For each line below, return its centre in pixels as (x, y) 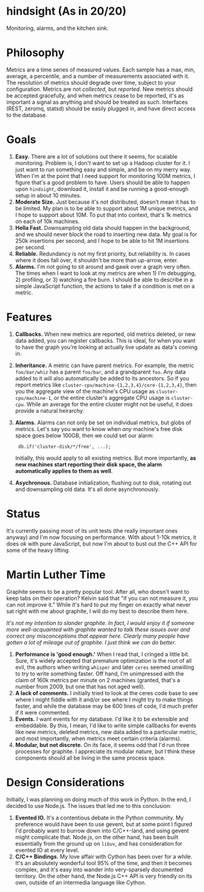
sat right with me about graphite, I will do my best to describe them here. (97, 611)
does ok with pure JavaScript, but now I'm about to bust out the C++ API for (102, 543)
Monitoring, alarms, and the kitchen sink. (57, 28)
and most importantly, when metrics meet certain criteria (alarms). (98, 738)
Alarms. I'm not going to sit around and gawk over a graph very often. (103, 266)
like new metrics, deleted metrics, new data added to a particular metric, (106, 732)
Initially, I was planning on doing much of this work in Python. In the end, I (99, 799)
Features (29, 317)
